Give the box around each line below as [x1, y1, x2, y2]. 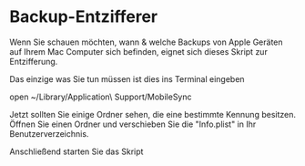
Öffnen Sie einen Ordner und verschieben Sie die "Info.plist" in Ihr [9, 119, 257, 130]
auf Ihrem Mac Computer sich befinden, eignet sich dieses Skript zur [9, 46, 269, 57]
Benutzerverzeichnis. [9, 128, 89, 139]
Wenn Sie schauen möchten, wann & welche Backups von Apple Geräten [9, 36, 284, 47]
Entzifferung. [9, 56, 58, 67]
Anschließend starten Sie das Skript [9, 146, 144, 157]
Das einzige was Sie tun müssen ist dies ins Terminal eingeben [9, 73, 245, 84]
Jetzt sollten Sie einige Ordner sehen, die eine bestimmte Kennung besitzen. [9, 109, 297, 119]
